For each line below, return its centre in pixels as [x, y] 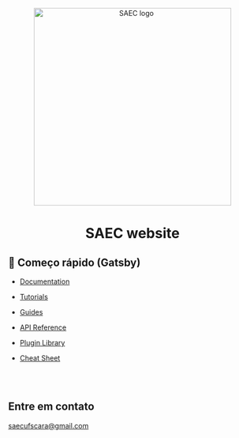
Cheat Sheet [40, 358]
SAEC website [133, 234]
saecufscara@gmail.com [49, 425]
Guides [31, 312]
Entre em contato [51, 407]
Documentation [45, 281]
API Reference [43, 327]
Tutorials [34, 297]
